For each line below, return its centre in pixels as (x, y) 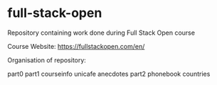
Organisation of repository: (47, 60)
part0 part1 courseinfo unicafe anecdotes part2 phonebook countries (109, 74)
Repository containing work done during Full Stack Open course (101, 33)
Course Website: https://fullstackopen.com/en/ (76, 46)
